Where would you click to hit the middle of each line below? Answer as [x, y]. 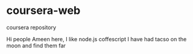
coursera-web [44, 11]
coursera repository [31, 27]
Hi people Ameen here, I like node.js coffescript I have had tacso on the [96, 39]
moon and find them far [36, 46]
